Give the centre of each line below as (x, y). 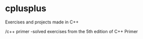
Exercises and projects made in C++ (42, 22)
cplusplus (26, 9)
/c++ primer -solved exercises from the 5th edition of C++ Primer (71, 31)
